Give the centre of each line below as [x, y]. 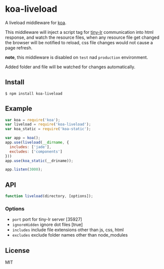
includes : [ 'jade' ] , [30, 147]
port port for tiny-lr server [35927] [47, 219]
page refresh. [19, 48]
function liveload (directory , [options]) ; [49, 196]
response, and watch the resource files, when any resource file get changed [82, 37]
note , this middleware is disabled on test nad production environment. [77, 57]
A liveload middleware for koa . [36, 23]
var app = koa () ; [23, 138]
